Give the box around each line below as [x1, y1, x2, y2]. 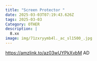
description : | [5, 26, 38, 32]
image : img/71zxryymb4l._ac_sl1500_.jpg [5, 36, 93, 41]
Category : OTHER [5, 21, 40, 27]
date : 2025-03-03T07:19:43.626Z [5, 12, 74, 17]
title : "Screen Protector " [5, 7, 65, 13]
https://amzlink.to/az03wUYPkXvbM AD [5, 49, 90, 56]
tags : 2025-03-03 [5, 17, 42, 22]
